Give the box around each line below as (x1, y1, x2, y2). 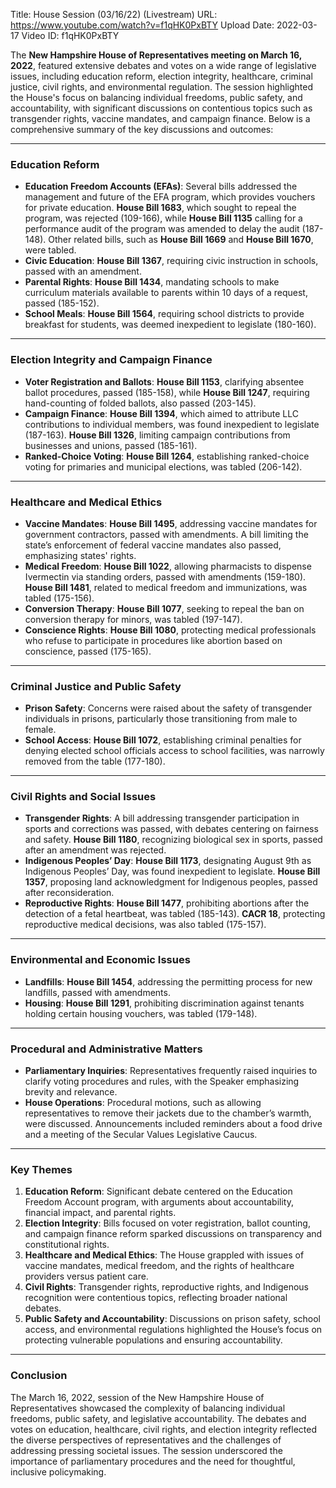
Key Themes (10, 1163, 73, 1176)
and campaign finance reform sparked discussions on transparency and (24, 1228, 323, 1240)
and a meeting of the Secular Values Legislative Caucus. (24, 1129, 258, 1141)
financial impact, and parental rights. (24, 1207, 177, 1219)
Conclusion (10, 1369, 68, 1383)
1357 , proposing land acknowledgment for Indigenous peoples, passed (24, 876, 318, 888)
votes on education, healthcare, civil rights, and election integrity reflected (10, 1423, 317, 1435)
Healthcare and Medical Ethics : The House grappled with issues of (24, 1249, 305, 1261)
